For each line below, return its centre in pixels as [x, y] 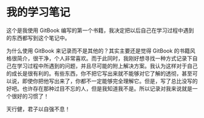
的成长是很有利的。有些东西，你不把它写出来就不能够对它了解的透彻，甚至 [99, 73]
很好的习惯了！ [30, 96]
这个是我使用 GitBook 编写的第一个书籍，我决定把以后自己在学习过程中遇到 [100, 30]
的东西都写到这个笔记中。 [38, 38]
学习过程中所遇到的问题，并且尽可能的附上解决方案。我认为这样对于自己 [107, 66]
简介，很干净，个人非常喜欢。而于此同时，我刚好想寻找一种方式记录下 [104, 58]
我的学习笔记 [39, 12]
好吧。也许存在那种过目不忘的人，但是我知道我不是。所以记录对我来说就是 [99, 88]
